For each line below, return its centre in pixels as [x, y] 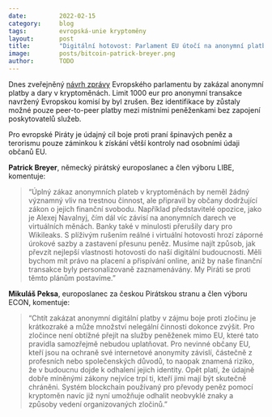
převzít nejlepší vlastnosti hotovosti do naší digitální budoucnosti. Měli [144, 251]
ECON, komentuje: [39, 302]
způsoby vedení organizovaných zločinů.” [98, 404]
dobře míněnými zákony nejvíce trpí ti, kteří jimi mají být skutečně [137, 378]
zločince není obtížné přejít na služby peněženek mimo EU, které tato [143, 335]
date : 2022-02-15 [52, 16]
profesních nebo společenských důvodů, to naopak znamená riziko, [141, 361]
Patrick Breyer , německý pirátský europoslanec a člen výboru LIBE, [121, 167]
